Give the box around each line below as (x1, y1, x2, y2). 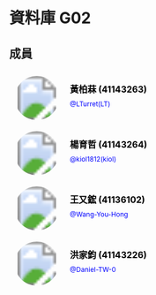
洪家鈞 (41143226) (70, 249, 147, 261)
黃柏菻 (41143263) (70, 83, 147, 95)
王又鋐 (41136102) (70, 193, 145, 206)
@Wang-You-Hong (70, 209, 129, 219)
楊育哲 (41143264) (70, 139, 148, 150)
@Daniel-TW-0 (70, 265, 116, 274)
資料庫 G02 (9, 8, 92, 28)
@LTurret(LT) (70, 99, 111, 109)
